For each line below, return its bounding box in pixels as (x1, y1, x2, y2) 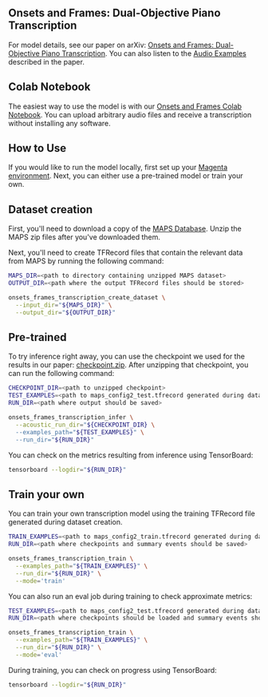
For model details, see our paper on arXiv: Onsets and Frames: (8, 40, 214, 50)
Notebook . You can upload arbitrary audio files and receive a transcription (8, 109, 252, 119)
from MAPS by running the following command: (8, 256, 164, 266)
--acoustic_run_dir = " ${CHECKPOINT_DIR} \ (15, 421, 156, 429)
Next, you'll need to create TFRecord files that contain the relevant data (8, 248, 243, 258)
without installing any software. (8, 118, 111, 128)
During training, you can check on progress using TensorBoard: (8, 665, 217, 675)
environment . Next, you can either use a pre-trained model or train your (8, 171, 243, 180)
